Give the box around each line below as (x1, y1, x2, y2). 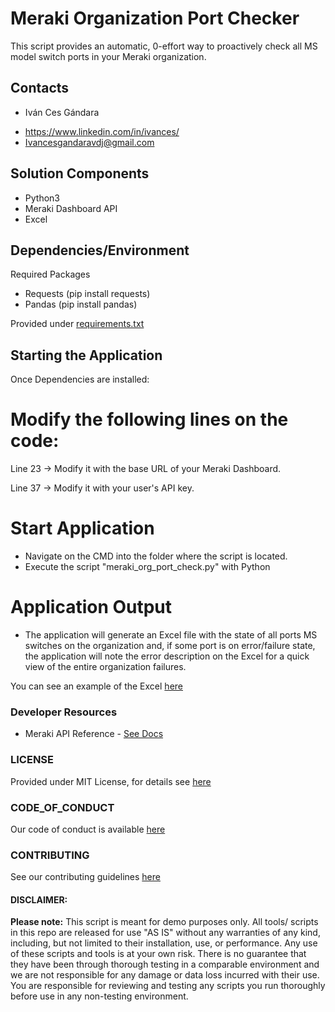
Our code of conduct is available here (10, 823, 166, 835)
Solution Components (10, 165, 150, 182)
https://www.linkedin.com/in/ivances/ (24, 125, 180, 137)
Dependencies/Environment (10, 242, 190, 259)
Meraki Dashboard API (24, 202, 118, 214)
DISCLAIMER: (10, 893, 68, 906)
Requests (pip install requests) (24, 288, 151, 300)
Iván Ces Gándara (24, 106, 100, 118)
